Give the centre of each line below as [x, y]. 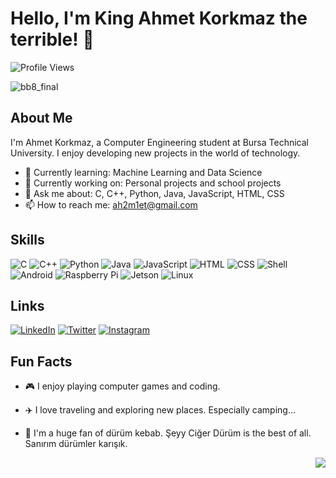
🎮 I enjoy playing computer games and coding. [122, 386]
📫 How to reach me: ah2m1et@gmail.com [111, 204]
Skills [27, 240]
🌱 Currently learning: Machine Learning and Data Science [143, 172]
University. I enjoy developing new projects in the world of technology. [155, 153]
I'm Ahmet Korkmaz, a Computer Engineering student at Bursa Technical [159, 142]
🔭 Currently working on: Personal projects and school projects [153, 183]
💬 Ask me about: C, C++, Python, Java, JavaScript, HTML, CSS [154, 193]
